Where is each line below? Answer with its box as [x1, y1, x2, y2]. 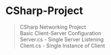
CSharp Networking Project [19, 23, 86, 30]
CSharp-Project [5, 4, 84, 18]
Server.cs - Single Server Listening [19, 36, 104, 43]
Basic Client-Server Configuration [19, 29, 102, 36]
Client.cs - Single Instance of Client [19, 42, 106, 49]
